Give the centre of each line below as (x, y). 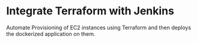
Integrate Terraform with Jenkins (90, 11)
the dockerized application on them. (51, 33)
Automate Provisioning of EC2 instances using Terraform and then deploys (98, 27)
